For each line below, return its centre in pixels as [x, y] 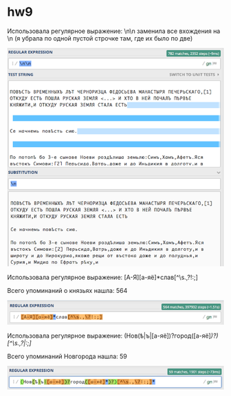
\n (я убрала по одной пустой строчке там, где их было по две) [100, 38]
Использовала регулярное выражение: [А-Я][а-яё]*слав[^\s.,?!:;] [102, 277]
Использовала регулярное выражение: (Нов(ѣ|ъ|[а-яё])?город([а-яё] [109, 336]
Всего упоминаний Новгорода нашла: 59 [67, 356]
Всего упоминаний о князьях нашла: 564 [67, 291]
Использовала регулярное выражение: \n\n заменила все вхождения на [114, 31]
